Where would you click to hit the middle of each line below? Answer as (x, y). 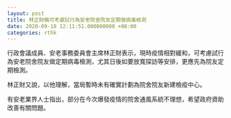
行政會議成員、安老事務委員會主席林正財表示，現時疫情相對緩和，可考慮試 (112, 53)
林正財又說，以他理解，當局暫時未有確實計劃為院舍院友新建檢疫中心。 (107, 85)
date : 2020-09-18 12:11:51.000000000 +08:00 (72, 26)
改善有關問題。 (28, 108)
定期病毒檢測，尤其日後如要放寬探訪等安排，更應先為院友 (136, 62)
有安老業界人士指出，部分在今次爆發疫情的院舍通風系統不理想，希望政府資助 (115, 99)
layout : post (26, 13)
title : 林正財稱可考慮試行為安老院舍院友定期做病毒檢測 (77, 20)
